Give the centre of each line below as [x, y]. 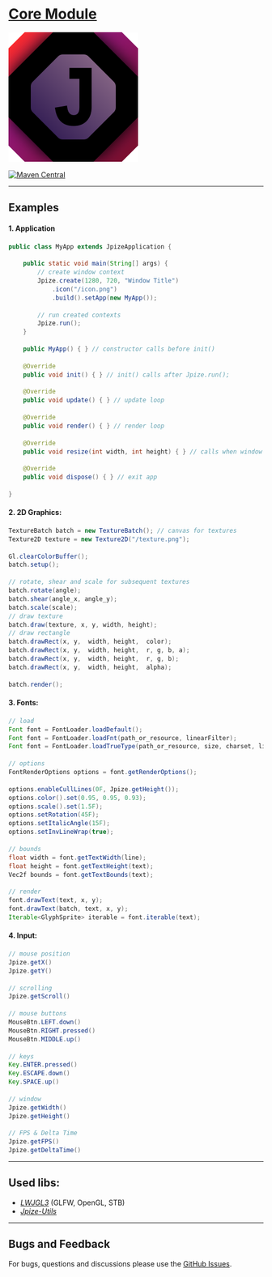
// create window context [81, 272]
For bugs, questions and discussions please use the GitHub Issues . [120, 1263]
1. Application [32, 228]
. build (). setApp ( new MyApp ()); [104, 298]
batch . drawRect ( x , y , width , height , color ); [90, 642]
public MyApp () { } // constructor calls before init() [119, 349]
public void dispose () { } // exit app [90, 477]
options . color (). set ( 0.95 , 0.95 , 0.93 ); [78, 798]
